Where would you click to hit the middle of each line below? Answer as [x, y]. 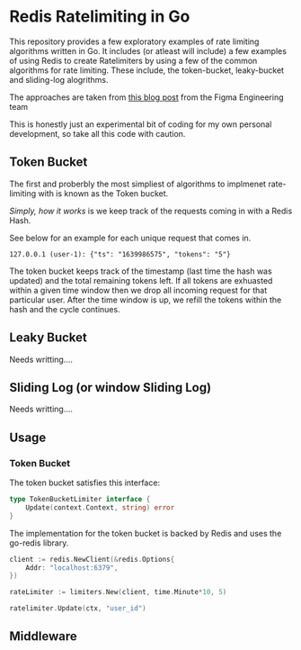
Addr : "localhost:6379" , [72, 568]
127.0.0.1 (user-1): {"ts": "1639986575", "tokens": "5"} [120, 254]
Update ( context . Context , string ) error [100, 507]
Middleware [44, 636]
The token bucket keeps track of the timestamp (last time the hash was [141, 271]
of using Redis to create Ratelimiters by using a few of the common [133, 60]
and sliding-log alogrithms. [59, 79]
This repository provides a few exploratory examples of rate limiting [134, 41]
